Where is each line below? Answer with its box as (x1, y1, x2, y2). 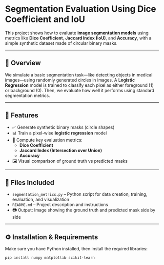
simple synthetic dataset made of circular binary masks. (5, 40, 118, 46)
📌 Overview (5, 59, 41, 67)
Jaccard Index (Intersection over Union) (19, 147, 102, 153)
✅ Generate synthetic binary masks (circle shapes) (12, 124, 115, 130)
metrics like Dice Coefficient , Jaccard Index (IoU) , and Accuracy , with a (5, 35, 152, 41)
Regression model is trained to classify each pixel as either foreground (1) (5, 82, 154, 88)
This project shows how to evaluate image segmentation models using (5, 30, 149, 36)
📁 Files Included (5, 178, 55, 187)
